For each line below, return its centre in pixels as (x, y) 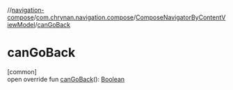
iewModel (21, 25)
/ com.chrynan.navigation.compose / (85, 17)
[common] (22, 71)
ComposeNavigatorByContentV (180, 17)
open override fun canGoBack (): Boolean (66, 79)
